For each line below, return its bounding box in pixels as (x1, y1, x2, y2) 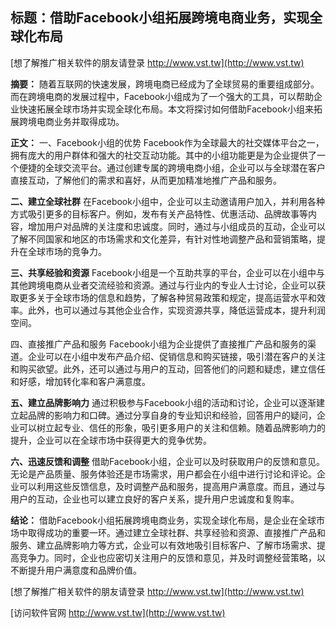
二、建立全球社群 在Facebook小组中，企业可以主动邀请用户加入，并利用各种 (10, 195, 325, 207)
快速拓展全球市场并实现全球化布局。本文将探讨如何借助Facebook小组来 (18, 103, 314, 115)
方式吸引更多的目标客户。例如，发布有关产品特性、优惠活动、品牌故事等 (10, 208, 308, 220)
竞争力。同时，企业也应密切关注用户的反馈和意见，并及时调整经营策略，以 (18, 551, 326, 563)
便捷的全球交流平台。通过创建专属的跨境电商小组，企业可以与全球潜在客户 (18, 161, 326, 173)
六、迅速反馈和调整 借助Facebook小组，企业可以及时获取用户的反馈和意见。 (10, 455, 325, 467)
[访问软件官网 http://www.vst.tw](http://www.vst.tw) (10, 606, 226, 618)
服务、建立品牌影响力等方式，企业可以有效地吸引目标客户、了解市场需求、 (10, 539, 317, 551)
